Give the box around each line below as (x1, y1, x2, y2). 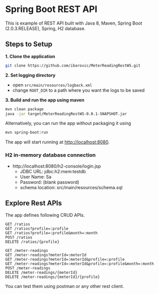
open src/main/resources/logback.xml (12, 82, 92, 88)
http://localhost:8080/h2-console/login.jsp (12, 163, 101, 169)
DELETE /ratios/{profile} (5, 239, 59, 244)
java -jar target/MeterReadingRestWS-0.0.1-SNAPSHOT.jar (5, 111, 127, 116)
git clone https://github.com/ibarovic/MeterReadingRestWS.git (5, 63, 141, 68)
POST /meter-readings (5, 266, 51, 271)
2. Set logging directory (5, 72, 56, 78)
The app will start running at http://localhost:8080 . (5, 139, 110, 145)
